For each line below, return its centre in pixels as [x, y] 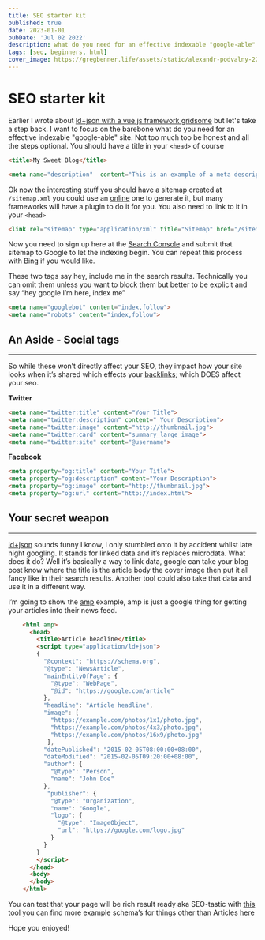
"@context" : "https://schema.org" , [101, 662]
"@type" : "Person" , [82, 772]
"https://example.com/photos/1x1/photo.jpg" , [126, 720]
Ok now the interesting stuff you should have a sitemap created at [115, 190]
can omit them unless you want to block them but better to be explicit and [128, 284]
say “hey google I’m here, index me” [67, 293]
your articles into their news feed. [63, 610]
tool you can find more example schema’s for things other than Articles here [131, 912]
